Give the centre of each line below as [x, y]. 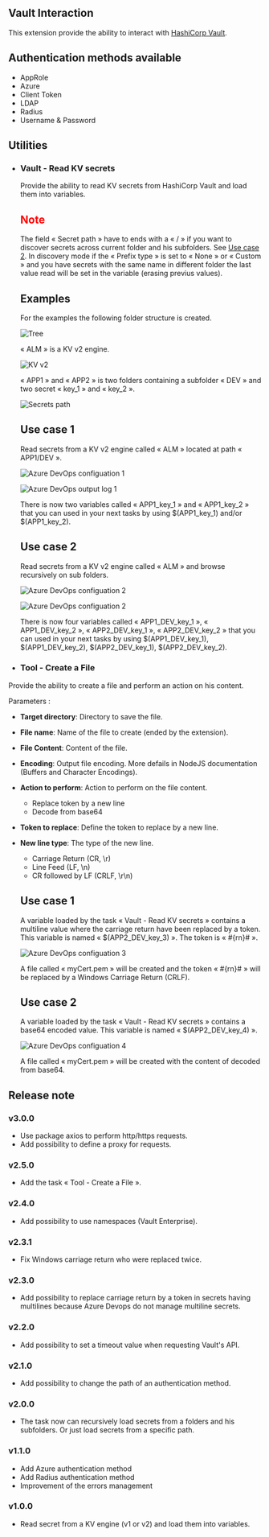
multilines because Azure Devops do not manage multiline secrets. [130, 1306]
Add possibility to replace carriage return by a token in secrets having [135, 1298]
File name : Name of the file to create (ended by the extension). [124, 732]
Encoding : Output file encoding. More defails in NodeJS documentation [139, 763]
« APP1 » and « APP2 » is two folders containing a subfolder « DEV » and [141, 380]
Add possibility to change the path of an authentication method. [125, 1382]
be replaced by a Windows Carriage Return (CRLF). [105, 977]
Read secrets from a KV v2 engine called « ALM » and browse [122, 566]
